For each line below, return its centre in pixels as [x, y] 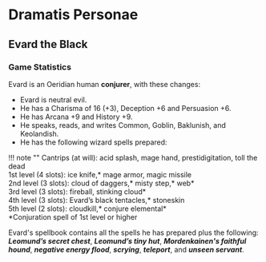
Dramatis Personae [73, 15]
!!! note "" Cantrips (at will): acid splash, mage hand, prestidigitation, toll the [133, 157]
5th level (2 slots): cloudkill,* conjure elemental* [87, 208]
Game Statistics [40, 67]
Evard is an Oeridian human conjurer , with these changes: [105, 84]
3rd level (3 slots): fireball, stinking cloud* [77, 191]
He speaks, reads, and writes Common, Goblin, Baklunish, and [123, 125]
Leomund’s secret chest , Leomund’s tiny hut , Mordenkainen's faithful [127, 240]
